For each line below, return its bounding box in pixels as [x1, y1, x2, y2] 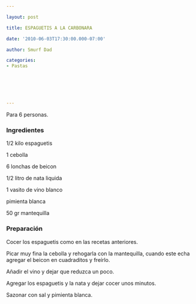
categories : [6, 58, 36, 64]
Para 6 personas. [6, 111, 49, 118]
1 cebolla [6, 151, 28, 159]
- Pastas [6, 63, 28, 69]
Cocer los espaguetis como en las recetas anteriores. [6, 238, 138, 245]
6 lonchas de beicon [6, 163, 57, 170]
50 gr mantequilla [6, 210, 50, 217]
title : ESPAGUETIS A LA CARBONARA [6, 25, 93, 31]
